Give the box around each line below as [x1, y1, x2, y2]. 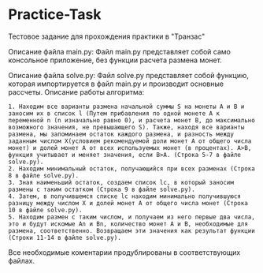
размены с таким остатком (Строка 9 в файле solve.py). [8, 185, 195, 193]
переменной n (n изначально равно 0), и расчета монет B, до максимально [8, 116, 256, 124]
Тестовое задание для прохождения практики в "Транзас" [8, 32, 206, 41]
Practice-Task [8, 6, 102, 24]
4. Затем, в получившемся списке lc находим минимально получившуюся [8, 192, 242, 200]
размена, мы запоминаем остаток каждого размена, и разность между [8, 130, 235, 138]
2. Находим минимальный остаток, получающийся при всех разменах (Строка [8, 164, 256, 173]
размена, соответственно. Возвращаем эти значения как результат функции [8, 226, 256, 234]
